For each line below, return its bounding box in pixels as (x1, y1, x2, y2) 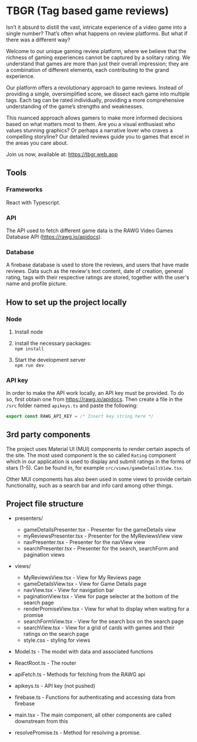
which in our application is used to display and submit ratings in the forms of (6, 458, 191, 465)
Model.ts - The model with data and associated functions (14, 648, 153, 655)
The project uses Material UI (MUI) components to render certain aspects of (6, 445, 191, 452)
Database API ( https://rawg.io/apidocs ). (6, 233, 102, 240)
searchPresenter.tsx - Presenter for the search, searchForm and (23, 545, 179, 552)
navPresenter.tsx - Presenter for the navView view (23, 538, 146, 546)
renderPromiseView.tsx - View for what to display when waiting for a (23, 605, 189, 612)
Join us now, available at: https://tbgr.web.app (6, 150, 118, 157)
